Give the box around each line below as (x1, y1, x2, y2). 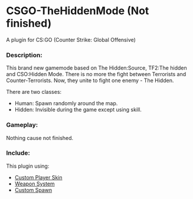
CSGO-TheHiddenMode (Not (6, 4, 149, 18)
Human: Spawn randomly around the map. (14, 100, 118, 107)
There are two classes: (6, 89, 62, 96)
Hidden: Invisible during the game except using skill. (14, 106, 142, 113)
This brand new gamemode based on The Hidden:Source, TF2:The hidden (6, 64, 187, 71)
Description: (6, 51, 42, 59)
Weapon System (14, 180, 55, 187)
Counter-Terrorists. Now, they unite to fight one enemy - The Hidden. (6, 77, 174, 84)
